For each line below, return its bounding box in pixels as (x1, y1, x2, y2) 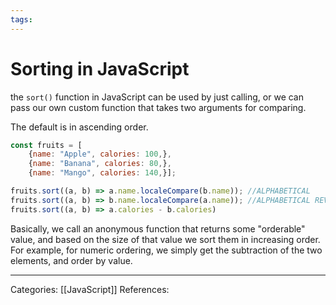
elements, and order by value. (10, 254, 133, 266)
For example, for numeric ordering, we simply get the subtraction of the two (10, 244, 323, 256)
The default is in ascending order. (10, 121, 149, 133)
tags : (10, 14, 33, 25)
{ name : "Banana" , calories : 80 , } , (28, 159, 172, 169)
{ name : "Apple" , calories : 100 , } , (28, 149, 172, 160)
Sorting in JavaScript (10, 57, 190, 80)
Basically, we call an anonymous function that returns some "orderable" (10, 222, 306, 235)
